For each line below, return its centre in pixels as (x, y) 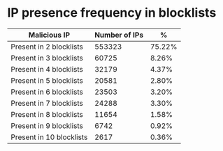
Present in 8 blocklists (47, 114)
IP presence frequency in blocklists (112, 13)
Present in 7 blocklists (47, 103)
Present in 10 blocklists (49, 137)
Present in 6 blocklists (47, 92)
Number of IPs (119, 35)
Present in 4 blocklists (47, 69)
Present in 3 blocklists (47, 58)
